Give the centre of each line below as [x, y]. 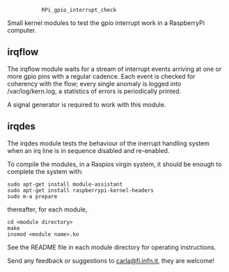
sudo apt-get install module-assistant [65, 184]
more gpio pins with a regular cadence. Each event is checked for [101, 76]
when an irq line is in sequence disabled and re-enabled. [88, 150]
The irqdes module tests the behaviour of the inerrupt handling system [109, 143]
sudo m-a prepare [32, 196]
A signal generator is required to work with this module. [87, 104]
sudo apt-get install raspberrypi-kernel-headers [81, 190]
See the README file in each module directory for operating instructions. [112, 247]
